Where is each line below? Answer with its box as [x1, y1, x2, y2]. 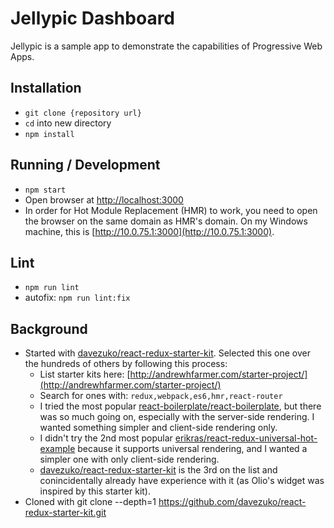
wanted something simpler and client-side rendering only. [39, 422, 278, 434]
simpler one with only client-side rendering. [39, 453, 220, 466]
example [39, 443, 76, 455]
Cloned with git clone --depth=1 [24, 496, 157, 508]
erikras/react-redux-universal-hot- [174, 432, 318, 444]
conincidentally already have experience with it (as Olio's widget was [39, 475, 325, 487]
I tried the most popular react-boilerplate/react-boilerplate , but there [39, 400, 322, 412]
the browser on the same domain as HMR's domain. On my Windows [24, 215, 308, 227]
